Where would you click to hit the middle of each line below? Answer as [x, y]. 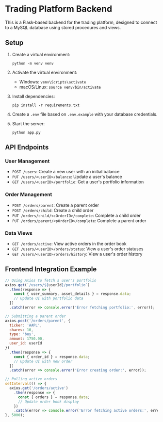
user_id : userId [26, 343]
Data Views [19, 233]
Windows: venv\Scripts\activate [53, 81]
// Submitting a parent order [36, 316]
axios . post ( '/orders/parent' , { [38, 321]
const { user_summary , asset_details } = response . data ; [73, 294]
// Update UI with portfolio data [49, 299]
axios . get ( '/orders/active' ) [39, 388]
